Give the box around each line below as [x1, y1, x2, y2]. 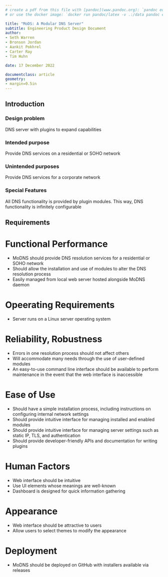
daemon [12, 281, 30, 287]
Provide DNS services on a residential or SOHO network [5, 150, 121, 156]
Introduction [5, 100, 45, 109]
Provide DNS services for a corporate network [5, 174, 101, 180]
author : [5, 31, 21, 36]
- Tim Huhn [5, 54, 28, 59]
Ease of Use [5, 389, 56, 400]
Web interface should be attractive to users [12, 522, 102, 528]
